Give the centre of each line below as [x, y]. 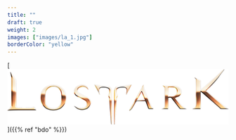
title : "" [22, 15]
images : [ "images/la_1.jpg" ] [50, 37]
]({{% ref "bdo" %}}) [37, 129]
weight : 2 [22, 30]
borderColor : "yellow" [40, 45]
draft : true [25, 22]
